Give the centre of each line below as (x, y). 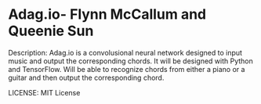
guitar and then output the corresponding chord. (86, 77)
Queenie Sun (51, 31)
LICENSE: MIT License (44, 92)
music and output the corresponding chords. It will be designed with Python (130, 61)
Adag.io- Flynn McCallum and (107, 14)
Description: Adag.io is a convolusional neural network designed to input (125, 52)
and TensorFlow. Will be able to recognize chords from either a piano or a (127, 69)
